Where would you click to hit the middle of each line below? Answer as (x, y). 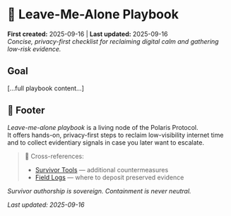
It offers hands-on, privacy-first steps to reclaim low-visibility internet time (115, 135)
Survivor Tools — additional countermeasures (102, 169)
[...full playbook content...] (46, 88)
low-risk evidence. (34, 49)
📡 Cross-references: (54, 156)
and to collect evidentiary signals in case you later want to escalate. (106, 142)
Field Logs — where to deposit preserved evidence (109, 177)
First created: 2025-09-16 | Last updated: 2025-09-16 (88, 34)
